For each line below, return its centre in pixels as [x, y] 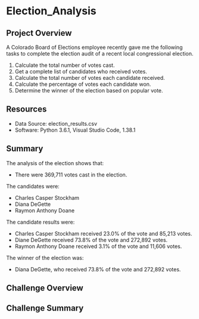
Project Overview [39, 33]
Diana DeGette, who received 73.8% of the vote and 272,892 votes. [98, 269]
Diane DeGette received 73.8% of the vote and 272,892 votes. [91, 240]
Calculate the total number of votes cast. [65, 65]
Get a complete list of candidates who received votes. [81, 72]
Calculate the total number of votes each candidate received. [90, 78]
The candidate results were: [41, 222]
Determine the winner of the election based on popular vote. [89, 90]
